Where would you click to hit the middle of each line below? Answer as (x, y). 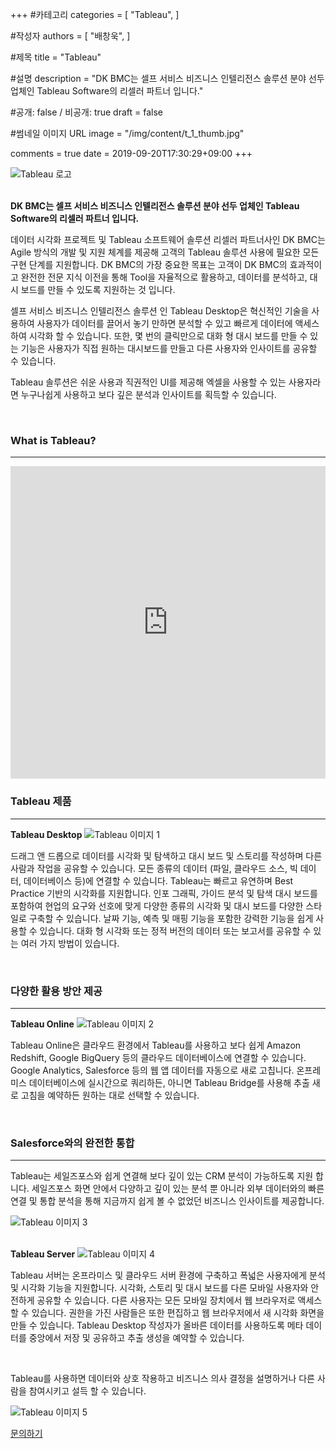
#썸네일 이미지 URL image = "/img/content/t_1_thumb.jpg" (127, 133)
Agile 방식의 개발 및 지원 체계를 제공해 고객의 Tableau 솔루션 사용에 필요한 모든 (165, 252)
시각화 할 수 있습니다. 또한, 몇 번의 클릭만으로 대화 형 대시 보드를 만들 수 (168, 336)
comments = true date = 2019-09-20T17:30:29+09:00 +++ (131, 153)
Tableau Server (43, 1254)
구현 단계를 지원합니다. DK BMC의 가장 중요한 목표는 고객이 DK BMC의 (149, 264)
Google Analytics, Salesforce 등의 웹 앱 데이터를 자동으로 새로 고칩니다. (152, 1070)
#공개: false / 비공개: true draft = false (87, 112)
